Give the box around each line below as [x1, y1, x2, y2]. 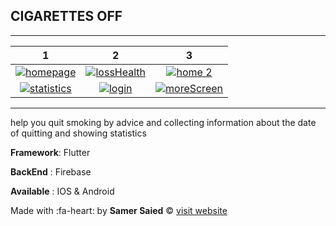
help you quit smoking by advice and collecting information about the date [10, 116, 317, 128]
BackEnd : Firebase [10, 165, 92, 178]
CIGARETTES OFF [10, 8, 123, 25]
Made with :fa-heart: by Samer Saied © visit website [10, 204, 228, 216]
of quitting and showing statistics [10, 127, 147, 139]
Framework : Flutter [10, 146, 91, 158]
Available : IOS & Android [10, 185, 115, 197]
